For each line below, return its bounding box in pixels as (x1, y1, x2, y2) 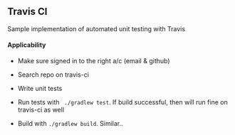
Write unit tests (17, 85, 63, 93)
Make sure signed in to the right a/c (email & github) (17, 57, 170, 65)
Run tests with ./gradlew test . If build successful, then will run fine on (17, 98, 228, 107)
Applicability (7, 40, 46, 49)
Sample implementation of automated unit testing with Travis (7, 24, 186, 33)
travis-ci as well (17, 106, 65, 114)
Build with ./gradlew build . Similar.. (17, 119, 123, 128)
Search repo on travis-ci (17, 70, 89, 79)
